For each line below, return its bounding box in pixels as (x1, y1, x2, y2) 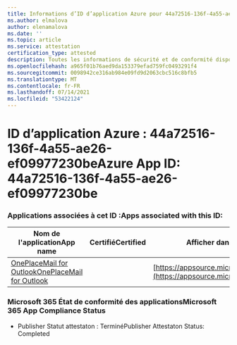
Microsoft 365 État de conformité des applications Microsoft (7, 297, 217, 307)
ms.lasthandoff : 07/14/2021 (7, 89, 90, 96)
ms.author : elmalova (7, 17, 68, 24)
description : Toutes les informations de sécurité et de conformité (7, 56, 213, 63)
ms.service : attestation (7, 43, 80, 50)
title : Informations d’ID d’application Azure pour (7, 10, 162, 18)
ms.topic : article (7, 37, 61, 44)
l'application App (18, 237, 75, 247)
